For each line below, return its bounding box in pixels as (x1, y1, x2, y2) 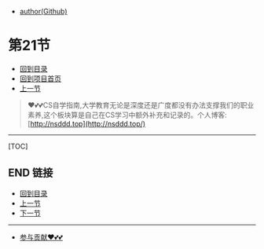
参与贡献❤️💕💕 (19, 232, 63, 242)
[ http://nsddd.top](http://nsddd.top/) (27, 119, 146, 128)
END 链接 (8, 167, 53, 180)
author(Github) (19, 7, 68, 16)
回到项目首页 (19, 74, 61, 83)
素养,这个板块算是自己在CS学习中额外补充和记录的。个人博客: (27, 110, 228, 119)
